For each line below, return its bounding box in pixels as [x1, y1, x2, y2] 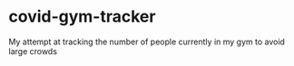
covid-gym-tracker [8, 6, 156, 27]
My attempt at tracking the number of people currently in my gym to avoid [8, 36, 285, 47]
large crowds [8, 45, 58, 56]
